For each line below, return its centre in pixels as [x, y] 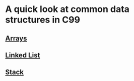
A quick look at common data [68, 9]
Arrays [16, 38]
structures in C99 [43, 20]
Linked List [23, 55]
